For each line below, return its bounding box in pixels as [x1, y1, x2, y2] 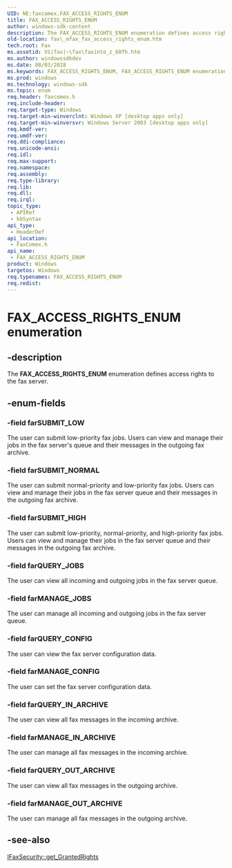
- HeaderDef [10, 229, 45, 235]
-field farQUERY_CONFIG [7, 634, 93, 644]
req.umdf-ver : [7, 132, 48, 139]
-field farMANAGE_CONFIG [7, 667, 100, 677]
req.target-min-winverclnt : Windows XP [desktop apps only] [7, 113, 184, 119]
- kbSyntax [10, 215, 41, 222]
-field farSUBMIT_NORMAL [7, 465, 100, 475]
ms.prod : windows [7, 74, 57, 81]
